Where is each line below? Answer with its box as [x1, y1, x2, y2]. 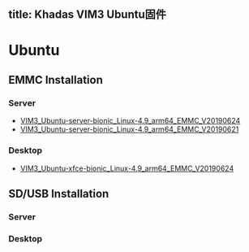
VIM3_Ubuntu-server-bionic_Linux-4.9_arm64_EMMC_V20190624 [19, 116, 241, 126]
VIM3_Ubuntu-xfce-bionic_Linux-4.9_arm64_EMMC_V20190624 [19, 163, 234, 173]
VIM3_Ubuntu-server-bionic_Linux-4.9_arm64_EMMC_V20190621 [19, 124, 239, 134]
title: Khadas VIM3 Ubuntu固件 [8, 7, 167, 22]
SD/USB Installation [8, 186, 109, 201]
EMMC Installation [8, 72, 104, 87]
